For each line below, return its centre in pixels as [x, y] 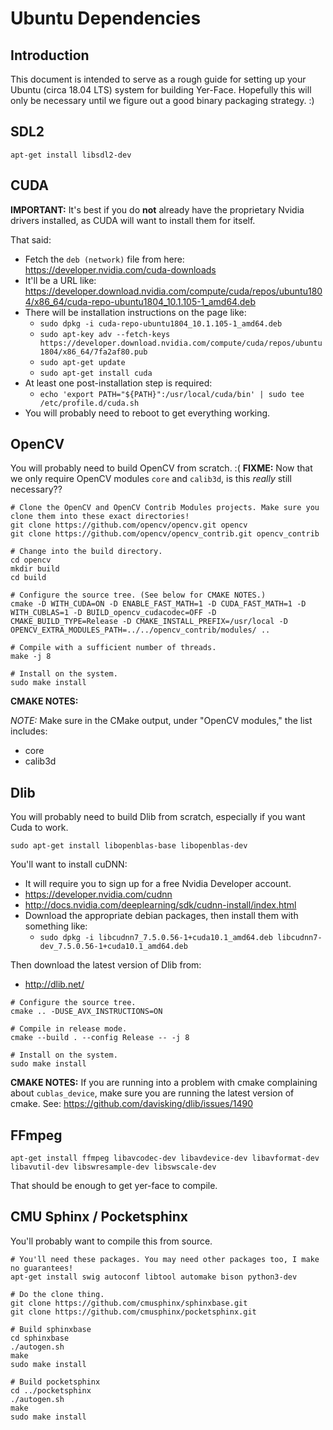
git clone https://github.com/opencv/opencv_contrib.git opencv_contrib [165, 534]
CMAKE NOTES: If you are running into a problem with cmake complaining [164, 1083]
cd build [28, 578]
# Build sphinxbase [51, 1329]
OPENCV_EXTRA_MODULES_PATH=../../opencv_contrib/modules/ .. [140, 630]
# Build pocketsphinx [55, 1382]
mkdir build [35, 569]
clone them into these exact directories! [100, 517]
